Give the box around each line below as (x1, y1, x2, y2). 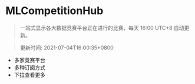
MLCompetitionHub (5, 4, 104, 18)
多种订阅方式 (14, 63, 45, 71)
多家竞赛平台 (14, 56, 45, 63)
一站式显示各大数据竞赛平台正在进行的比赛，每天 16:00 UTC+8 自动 (19, 24, 184, 31)
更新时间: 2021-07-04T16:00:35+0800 (19, 44, 114, 51)
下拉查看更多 (14, 71, 45, 78)
